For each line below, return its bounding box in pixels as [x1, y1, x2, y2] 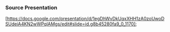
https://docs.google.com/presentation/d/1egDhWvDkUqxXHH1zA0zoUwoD [7, 16, 165, 22]
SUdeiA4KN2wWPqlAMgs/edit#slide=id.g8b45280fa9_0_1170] [5, 21, 136, 27]
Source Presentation [5, 4, 58, 11]
